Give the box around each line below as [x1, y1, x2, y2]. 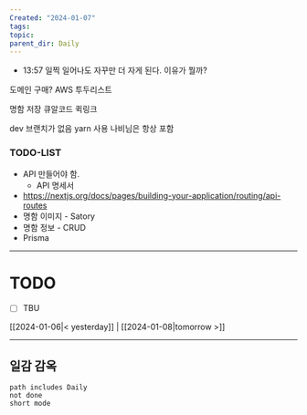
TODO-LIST [9, 147, 62, 160]
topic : [9, 30, 35, 39]
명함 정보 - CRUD [22, 222, 87, 233]
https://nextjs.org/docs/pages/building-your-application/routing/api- [22, 190, 281, 201]
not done [9, 391, 43, 400]
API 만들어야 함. [22, 168, 80, 179]
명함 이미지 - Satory [22, 211, 96, 222]
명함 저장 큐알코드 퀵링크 [9, 104, 98, 115]
